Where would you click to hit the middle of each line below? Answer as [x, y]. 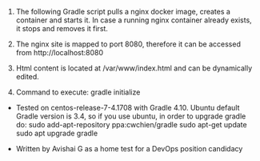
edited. [28, 76]
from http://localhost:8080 [60, 52]
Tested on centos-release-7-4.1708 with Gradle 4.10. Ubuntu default [128, 108]
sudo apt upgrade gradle [57, 133]
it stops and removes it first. [62, 28]
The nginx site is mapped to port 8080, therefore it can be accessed [128, 44]
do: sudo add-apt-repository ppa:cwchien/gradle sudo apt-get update [131, 125]
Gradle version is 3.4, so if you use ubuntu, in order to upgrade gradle [131, 116]
